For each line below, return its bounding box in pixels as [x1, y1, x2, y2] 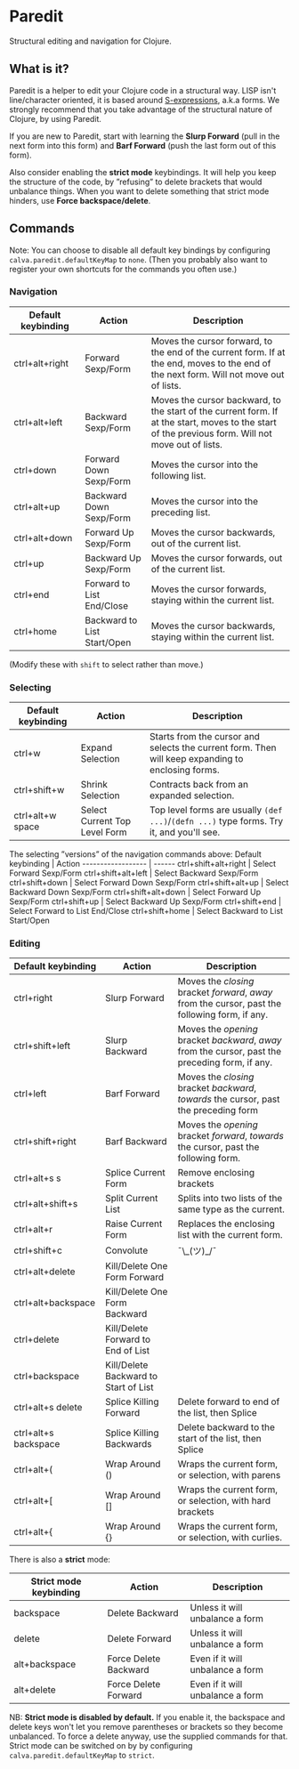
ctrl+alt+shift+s [13, 1198, 78, 1210]
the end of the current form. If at [150, 345, 286, 358]
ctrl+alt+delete [13, 1265, 76, 1278]
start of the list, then [177, 1433, 262, 1445]
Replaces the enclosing [177, 1217, 276, 1230]
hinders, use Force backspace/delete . [9, 195, 151, 206]
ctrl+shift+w [13, 784, 65, 796]
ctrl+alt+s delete [13, 1401, 83, 1414]
